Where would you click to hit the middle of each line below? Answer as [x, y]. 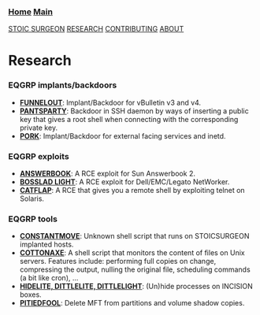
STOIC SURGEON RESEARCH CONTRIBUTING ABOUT [96, 29]
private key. [38, 128]
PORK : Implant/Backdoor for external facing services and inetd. [123, 135]
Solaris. [32, 198]
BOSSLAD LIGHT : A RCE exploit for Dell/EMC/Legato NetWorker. [124, 182]
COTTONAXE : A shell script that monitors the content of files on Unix [132, 253]
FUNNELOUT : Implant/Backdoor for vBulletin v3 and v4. [110, 102]
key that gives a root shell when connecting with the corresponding [129, 119]
